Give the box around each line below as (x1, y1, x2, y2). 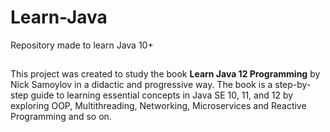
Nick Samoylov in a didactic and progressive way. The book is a (10, 79, 273, 91)
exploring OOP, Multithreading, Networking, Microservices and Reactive (10, 100, 307, 112)
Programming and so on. (10, 111, 112, 123)
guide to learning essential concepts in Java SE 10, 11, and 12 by (30, 89, 294, 101)
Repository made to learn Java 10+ (10, 39, 154, 51)
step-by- (274, 79, 312, 91)
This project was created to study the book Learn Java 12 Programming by (10, 68, 321, 80)
